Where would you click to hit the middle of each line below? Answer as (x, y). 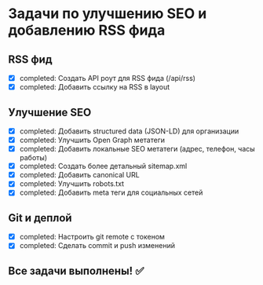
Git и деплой (40, 218)
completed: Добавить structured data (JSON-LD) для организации (129, 131)
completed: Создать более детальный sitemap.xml (103, 166)
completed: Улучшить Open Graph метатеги (92, 140)
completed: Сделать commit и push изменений (97, 246)
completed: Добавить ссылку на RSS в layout (95, 87)
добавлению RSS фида (87, 30)
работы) (33, 158)
